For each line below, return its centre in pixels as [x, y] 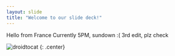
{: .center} [52, 47]
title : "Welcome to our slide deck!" [54, 18]
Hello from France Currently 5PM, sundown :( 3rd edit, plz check [87, 35]
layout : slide [24, 12]
